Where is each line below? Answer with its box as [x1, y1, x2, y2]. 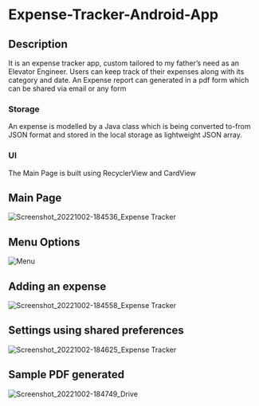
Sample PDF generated [8, 368, 125, 381]
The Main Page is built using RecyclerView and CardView [8, 168, 197, 178]
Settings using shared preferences [8, 324, 185, 338]
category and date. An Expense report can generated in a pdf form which [8, 76, 249, 84]
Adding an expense [8, 279, 107, 293]
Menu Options [8, 235, 80, 248]
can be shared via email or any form [8, 84, 127, 93]
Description [8, 37, 68, 51]
